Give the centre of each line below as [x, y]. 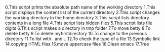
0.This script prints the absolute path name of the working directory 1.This [80, 7]
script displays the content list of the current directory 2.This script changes [82, 12]
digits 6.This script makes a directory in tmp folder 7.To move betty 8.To [78, 28]
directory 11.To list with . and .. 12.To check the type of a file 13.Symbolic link [82, 39]
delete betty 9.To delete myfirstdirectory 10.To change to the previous [76, 33]
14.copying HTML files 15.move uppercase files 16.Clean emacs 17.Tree [77, 44]
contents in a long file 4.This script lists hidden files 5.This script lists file [79, 23]
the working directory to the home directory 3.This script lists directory [77, 18]
